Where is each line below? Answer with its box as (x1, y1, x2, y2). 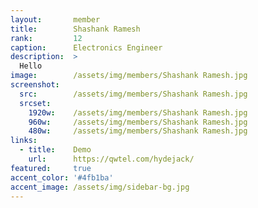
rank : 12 (10, 33, 83, 43)
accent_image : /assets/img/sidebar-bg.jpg (10, 182, 190, 192)
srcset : (19, 98, 52, 108)
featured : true (10, 163, 92, 173)
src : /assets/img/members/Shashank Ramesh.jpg (19, 89, 248, 99)
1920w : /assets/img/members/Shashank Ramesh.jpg (28, 107, 248, 118)
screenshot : (10, 80, 60, 90)
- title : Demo (19, 145, 92, 155)
